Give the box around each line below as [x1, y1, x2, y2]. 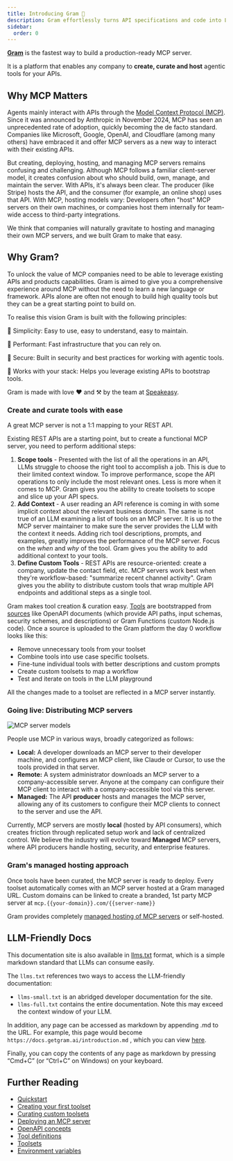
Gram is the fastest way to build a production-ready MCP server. [7, 49, 192, 57]
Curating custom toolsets [17, 1109, 89, 1118]
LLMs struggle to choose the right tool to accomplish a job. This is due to [17, 463, 226, 471]
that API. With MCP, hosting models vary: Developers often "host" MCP [7, 196, 211, 204]
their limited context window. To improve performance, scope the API [17, 471, 216, 479]
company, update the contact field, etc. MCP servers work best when [17, 567, 216, 575]
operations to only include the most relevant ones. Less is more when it [17, 477, 221, 486]
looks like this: [7, 631, 49, 640]
